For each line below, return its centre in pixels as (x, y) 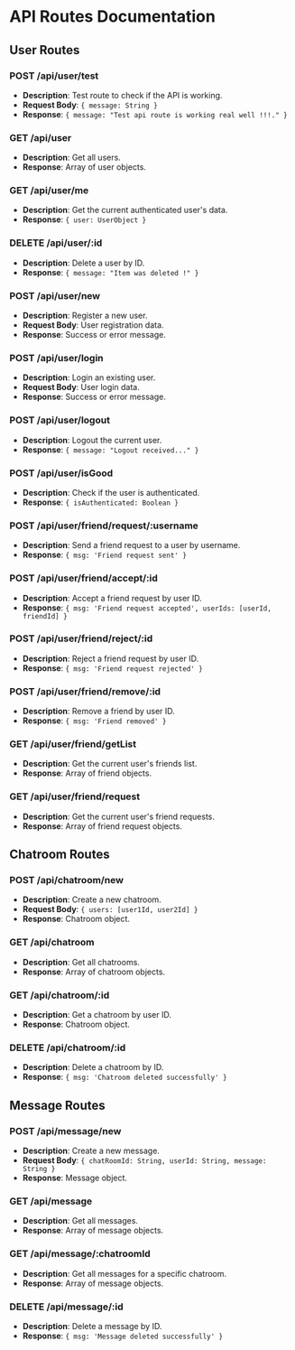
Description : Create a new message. (91, 1150)
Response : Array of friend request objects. (102, 826)
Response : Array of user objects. (84, 167)
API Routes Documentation (113, 17)
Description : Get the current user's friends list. (110, 764)
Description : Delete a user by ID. (83, 263)
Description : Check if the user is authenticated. (111, 492)
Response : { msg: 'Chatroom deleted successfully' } (124, 1077)
